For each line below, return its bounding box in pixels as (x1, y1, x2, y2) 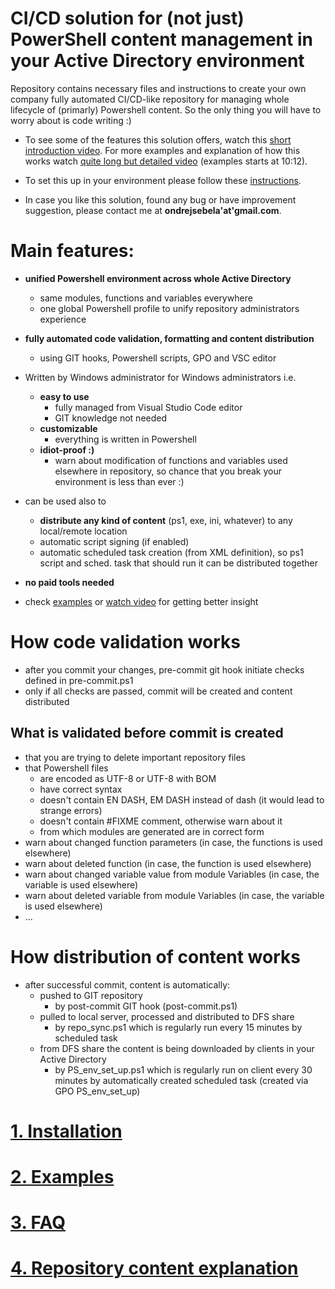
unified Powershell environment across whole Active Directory (24, 272, 292, 284)
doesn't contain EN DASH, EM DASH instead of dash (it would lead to (39, 793, 325, 806)
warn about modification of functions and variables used (54, 454, 288, 466)
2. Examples (10, 1165, 115, 1188)
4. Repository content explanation (10, 1257, 299, 1280)
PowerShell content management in (10, 28, 313, 51)
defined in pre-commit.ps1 (24, 674, 134, 686)
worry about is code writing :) (10, 114, 132, 126)
